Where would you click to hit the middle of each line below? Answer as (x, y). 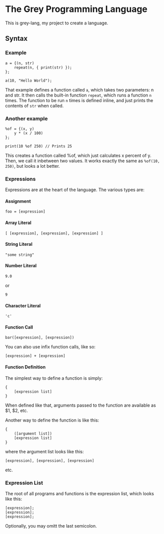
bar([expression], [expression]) (40, 338)
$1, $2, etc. (17, 410)
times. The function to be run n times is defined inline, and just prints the (79, 100)
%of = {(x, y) (20, 129)
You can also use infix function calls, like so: (50, 347)
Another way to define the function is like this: (52, 420)
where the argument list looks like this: (44, 451)
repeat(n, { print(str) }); (43, 67)
